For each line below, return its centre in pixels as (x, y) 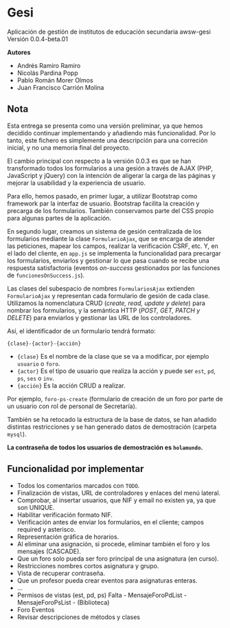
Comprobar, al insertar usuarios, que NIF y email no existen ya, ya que (116, 500)
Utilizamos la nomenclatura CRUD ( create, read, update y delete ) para (106, 303)
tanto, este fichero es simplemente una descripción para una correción (107, 140)
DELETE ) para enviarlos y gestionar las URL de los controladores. (100, 317)
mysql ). (17, 434)
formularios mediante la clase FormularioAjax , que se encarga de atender (111, 238)
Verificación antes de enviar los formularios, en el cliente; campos (111, 522)
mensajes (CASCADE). (49, 551)
